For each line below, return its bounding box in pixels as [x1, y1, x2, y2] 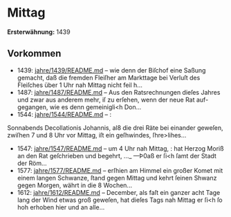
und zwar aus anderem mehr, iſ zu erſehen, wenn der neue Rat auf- [17, 95, 209, 104]
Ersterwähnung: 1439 [7, 28, 71, 36]
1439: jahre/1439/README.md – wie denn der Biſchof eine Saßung [17, 66, 206, 74]
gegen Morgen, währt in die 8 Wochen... [17, 181, 133, 189]
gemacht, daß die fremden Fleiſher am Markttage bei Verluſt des [17, 73, 201, 82]
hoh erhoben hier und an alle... [17, 202, 105, 211]
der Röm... [17, 159, 47, 167]
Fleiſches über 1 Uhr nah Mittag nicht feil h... [17, 81, 143, 89]
